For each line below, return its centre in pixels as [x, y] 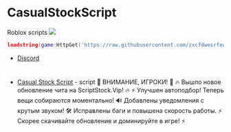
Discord [28, 58]
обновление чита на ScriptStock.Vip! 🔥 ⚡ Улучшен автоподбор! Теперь [121, 90]
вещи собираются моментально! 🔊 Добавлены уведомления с [110, 100]
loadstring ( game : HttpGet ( [44, 45]
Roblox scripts [27, 32]
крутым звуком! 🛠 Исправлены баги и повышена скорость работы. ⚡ [120, 110]
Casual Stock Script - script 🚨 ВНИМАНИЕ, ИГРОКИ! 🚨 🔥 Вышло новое [119, 82]
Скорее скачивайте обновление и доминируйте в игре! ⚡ [101, 121]
